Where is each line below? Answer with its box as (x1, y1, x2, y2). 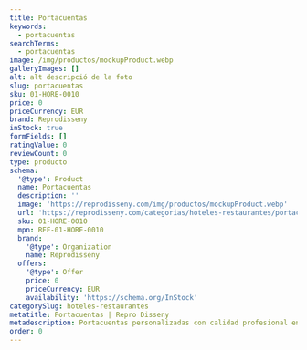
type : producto (9, 157, 68, 167)
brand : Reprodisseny (9, 115, 89, 124)
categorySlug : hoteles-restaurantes (9, 302, 149, 311)
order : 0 (9, 327, 43, 336)
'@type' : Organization (26, 242, 112, 252)
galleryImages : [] (9, 65, 79, 74)
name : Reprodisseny (26, 251, 101, 260)
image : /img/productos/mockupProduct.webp (9, 56, 174, 65)
